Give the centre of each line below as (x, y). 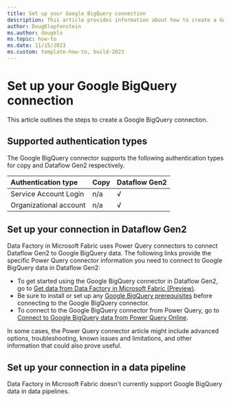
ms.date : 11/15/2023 (37, 45)
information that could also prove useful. (64, 346)
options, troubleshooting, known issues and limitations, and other (100, 339)
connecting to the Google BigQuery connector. (83, 303)
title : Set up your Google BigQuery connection (77, 13)
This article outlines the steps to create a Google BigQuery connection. (108, 119)
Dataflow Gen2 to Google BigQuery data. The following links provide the (109, 253)
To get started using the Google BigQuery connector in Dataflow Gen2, (118, 281)
